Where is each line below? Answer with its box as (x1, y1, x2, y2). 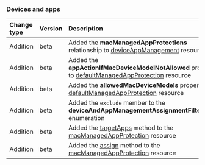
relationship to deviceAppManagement (68, 46, 180, 55)
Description (68, 24, 104, 33)
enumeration (68, 114, 105, 122)
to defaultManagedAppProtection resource (68, 71, 192, 80)
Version (39, 24, 63, 33)
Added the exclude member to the (68, 99, 166, 107)
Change (9, 21, 33, 29)
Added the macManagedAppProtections (68, 38, 187, 47)
